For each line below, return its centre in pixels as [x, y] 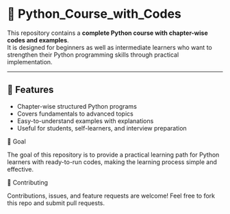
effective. [21, 169]
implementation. [30, 62]
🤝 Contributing [28, 182]
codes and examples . [38, 40]
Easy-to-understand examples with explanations [85, 121]
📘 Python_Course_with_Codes [94, 14]
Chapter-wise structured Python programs [77, 106]
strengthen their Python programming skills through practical [93, 55]
